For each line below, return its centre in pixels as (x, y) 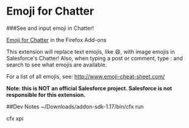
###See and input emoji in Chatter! (50, 28)
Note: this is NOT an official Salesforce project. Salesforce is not (89, 88)
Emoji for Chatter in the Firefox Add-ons (56, 40)
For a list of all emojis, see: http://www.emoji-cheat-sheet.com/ (86, 76)
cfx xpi (15, 118)
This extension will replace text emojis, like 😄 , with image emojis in (91, 52)
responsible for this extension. (46, 94)
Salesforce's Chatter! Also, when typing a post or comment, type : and (94, 58)
